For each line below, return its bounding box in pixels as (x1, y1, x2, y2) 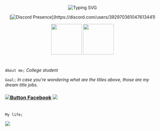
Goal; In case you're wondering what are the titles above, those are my (5, 77, 150, 83)
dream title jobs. (5, 82, 38, 88)
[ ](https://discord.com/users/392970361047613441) (9, 14, 156, 20)
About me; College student (5, 67, 58, 73)
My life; (5, 112, 23, 117)
